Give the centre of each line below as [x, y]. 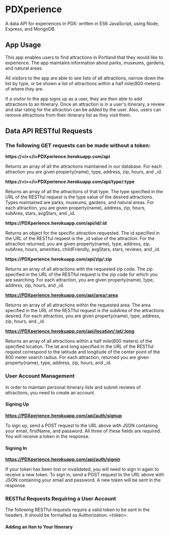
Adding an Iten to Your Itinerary [39, 527]
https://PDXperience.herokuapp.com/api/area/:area [62, 295]
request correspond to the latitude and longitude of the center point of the [83, 352]
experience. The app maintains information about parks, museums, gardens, [85, 63]
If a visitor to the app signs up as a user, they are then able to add [74, 98]
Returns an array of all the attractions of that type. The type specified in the [84, 192]
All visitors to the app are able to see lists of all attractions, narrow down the [84, 78]
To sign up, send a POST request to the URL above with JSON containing [82, 425]
